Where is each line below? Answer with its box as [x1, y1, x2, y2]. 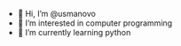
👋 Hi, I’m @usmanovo [17, 9, 96, 19]
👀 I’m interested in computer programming [17, 18, 173, 28]
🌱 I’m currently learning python [17, 27, 131, 37]
